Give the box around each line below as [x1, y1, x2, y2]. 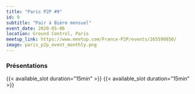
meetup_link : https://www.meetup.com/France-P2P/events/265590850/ [6, 36, 177, 42]
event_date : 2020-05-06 [6, 25, 65, 32]
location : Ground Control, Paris [6, 31, 89, 37]
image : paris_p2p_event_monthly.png [6, 42, 97, 48]
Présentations [6, 61, 48, 70]
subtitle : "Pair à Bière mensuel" [6, 20, 92, 26]
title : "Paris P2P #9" [6, 8, 62, 15]
